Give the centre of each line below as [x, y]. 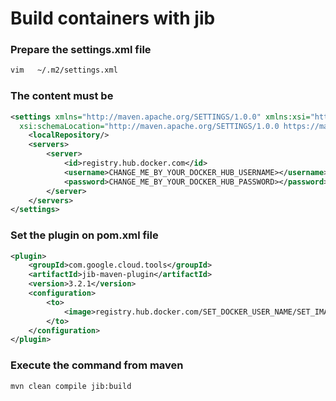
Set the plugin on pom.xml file [84, 235]
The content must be [62, 96]
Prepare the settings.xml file [81, 50]
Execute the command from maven [97, 365]
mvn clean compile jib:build [71, 386]
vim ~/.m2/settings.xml [64, 70]
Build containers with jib [113, 18]
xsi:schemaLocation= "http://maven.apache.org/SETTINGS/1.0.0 [149, 126]
